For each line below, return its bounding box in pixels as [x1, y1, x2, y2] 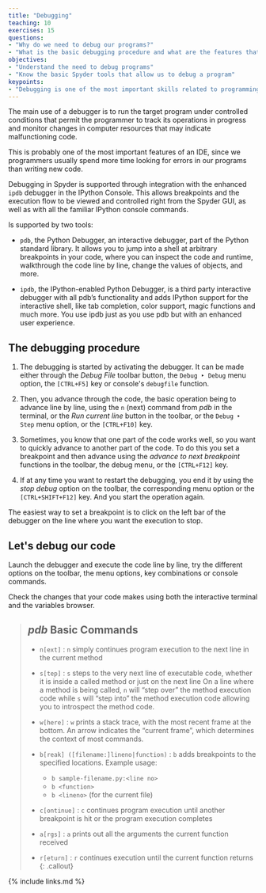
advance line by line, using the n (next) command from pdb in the [19, 403, 233, 412]
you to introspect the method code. [39, 701, 155, 711]
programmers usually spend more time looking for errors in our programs [8, 156, 247, 165]
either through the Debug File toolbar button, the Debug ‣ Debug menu [19, 370, 247, 380]
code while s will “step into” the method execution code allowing [39, 693, 250, 703]
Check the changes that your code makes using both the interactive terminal [8, 592, 258, 602]
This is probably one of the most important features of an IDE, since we [8, 147, 241, 157]
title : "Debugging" [8, 11, 73, 20]
